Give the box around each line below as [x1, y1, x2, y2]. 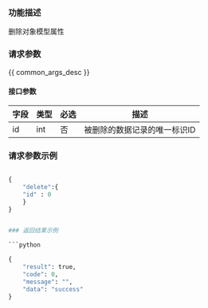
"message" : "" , [22, 278, 73, 286]
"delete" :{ [22, 183, 59, 191]
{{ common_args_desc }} [8, 67, 90, 77]
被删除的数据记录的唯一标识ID [84, 124, 196, 135]
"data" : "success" [22, 285, 84, 293]
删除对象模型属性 [8, 26, 65, 37]
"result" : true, [22, 263, 77, 271]
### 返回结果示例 [8, 227, 58, 235]
